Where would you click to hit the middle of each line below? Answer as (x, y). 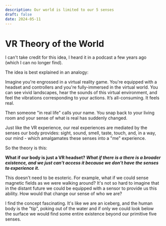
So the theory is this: (26, 148)
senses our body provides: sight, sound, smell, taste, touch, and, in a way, (81, 133)
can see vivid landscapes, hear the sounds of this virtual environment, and (81, 93)
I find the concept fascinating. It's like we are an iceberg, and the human (79, 203)
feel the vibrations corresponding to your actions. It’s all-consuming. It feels (82, 98)
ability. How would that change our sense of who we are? (64, 194)
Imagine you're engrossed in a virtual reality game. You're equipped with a (81, 82)
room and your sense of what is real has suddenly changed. (66, 118)
